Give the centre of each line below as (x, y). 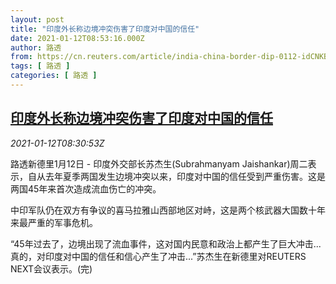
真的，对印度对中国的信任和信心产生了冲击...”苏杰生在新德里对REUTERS (158, 256)
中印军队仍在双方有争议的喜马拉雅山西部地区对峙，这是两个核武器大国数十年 (168, 210)
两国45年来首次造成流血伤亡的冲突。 (86, 188)
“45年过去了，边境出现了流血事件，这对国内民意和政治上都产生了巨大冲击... (166, 243)
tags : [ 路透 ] (40, 66)
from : (21, 57)
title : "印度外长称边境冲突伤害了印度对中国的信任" (105, 29)
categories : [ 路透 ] (54, 76)
